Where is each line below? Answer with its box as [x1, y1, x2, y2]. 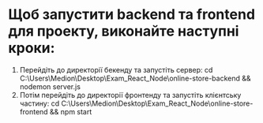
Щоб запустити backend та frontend [8, 6, 255, 24]
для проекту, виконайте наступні [8, 22, 239, 40]
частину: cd [19, 99, 60, 108]
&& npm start [50, 106, 92, 116]
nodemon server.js [19, 81, 81, 91]
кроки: [8, 39, 55, 57]
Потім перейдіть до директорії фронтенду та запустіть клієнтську [19, 90, 242, 99]
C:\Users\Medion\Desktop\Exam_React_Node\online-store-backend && [19, 73, 251, 83]
